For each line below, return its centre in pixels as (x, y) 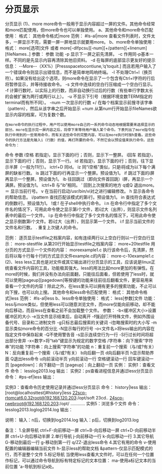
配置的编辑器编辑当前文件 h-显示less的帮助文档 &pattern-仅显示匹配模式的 (79, 448)
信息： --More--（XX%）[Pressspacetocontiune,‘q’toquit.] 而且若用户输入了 (81, 66)
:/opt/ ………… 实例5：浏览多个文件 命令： (100, 403)
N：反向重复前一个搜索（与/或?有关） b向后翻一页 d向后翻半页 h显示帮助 (77, 352)
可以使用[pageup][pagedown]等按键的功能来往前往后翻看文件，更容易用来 (79, 280)
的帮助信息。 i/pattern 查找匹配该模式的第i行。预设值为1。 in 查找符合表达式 (80, 197)
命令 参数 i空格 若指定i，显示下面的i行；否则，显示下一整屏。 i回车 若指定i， (80, 154)
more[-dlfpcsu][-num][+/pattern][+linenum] (103, 48)
